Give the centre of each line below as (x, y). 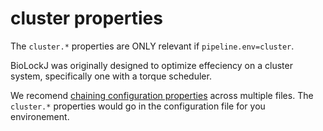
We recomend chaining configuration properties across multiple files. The (162, 95)
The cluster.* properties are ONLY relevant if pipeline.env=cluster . (152, 46)
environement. (40, 116)
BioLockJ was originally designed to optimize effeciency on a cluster (151, 65)
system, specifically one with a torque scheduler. (111, 76)
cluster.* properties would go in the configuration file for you (138, 106)
